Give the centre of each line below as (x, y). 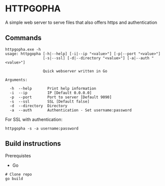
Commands (24, 38)
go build (14, 179)
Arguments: (16, 80)
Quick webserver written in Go (75, 71)
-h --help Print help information (53, 88)
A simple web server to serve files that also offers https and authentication (81, 22)
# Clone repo (19, 174)
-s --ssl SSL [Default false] (50, 101)
